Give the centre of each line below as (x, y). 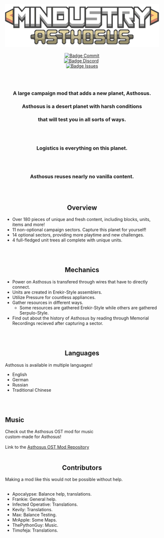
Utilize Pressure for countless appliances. (54, 297)
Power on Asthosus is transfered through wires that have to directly (80, 281)
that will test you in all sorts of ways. (82, 120)
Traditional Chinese (31, 390)
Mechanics (82, 270)
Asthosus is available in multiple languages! (49, 365)
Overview (82, 208)
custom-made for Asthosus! (33, 437)
